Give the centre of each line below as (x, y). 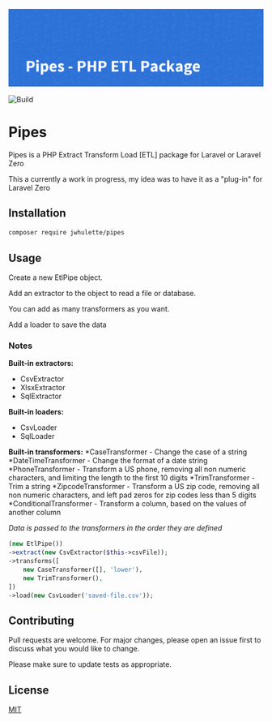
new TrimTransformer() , (63, 578)
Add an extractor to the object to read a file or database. (102, 294)
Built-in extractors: (41, 363)
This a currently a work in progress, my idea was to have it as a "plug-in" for (136, 178)
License (29, 690)
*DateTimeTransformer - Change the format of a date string (108, 461)
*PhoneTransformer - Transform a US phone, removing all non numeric (127, 469)
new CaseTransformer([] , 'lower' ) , (83, 569)
